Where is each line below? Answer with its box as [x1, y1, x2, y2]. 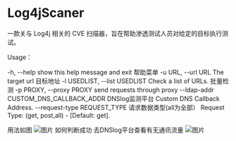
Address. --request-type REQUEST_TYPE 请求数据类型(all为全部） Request [7, 103, 225, 111]
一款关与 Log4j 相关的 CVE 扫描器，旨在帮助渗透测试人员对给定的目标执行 [7, 29, 223, 37]
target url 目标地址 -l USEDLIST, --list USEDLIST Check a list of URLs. [7, 76, 209, 85]
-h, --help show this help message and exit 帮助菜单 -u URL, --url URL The [7, 68, 224, 76]
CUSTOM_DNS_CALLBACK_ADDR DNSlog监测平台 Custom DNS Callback [7, 94, 221, 103]
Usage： [7, 53, 33, 61]
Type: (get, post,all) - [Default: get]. [7, 111, 111, 119]
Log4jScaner [7, 5, 85, 21]
